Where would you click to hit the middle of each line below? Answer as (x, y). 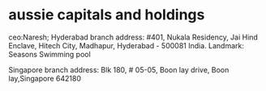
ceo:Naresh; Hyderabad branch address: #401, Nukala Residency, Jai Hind (133, 37)
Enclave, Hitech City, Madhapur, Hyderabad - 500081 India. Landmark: (127, 45)
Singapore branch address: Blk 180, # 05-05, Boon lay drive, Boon (119, 69)
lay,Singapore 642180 (45, 78)
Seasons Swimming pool (49, 54)
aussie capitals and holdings (107, 15)
